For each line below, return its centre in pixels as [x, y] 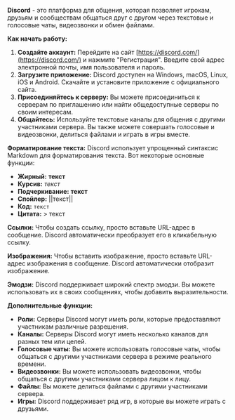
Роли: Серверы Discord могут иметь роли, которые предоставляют [119, 319]
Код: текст [33, 206]
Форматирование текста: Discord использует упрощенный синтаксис [113, 148]
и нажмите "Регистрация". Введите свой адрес [154, 60]
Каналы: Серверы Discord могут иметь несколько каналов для [113, 334]
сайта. [27, 90]
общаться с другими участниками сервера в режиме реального [114, 356]
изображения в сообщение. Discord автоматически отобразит [120, 263]
